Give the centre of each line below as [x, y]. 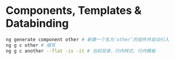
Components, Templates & [74, 11]
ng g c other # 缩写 [31, 45]
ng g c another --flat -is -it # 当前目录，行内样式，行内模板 [81, 51]
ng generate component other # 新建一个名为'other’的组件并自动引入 [87, 39]
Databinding [37, 23]
